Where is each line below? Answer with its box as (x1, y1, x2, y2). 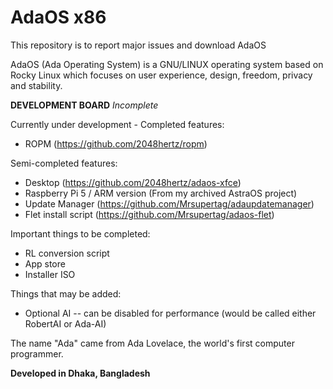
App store (24, 257, 66, 270)
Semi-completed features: (10, 157, 118, 169)
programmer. (10, 347, 64, 360)
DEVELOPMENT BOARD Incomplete (10, 99, 159, 111)
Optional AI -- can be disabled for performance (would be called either (24, 307, 317, 319)
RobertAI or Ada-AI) (24, 317, 107, 330)
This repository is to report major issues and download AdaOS (10, 39, 267, 51)
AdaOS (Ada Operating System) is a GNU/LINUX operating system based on (10, 58, 324, 70)
